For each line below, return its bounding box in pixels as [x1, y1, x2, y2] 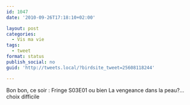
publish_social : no [6, 59, 55, 65]
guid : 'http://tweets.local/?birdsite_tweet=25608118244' [6, 65, 155, 71]
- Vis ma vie [11, 37, 45, 43]
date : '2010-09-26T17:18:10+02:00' [6, 14, 96, 21]
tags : [6, 42, 20, 48]
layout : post [6, 25, 39, 31]
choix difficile [6, 93, 40, 100]
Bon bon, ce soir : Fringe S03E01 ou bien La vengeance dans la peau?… [6, 86, 185, 94]
